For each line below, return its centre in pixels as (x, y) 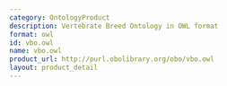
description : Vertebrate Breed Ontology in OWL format (114, 26)
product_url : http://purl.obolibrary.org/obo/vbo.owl (112, 59)
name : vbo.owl (36, 51)
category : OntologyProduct (60, 17)
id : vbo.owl (31, 43)
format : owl (31, 34)
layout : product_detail (54, 68)
